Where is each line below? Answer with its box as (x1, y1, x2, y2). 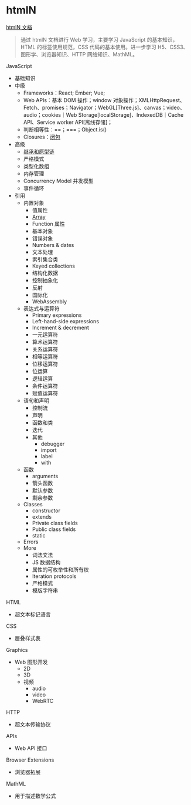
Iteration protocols (32, 573, 77, 580)
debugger (40, 440, 65, 447)
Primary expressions (32, 312, 82, 319)
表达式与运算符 (23, 305, 60, 312)
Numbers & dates (32, 241, 74, 248)
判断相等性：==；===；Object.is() (23, 126, 107, 133)
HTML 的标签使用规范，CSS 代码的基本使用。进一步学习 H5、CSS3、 (20, 43, 189, 50)
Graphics (6, 646, 28, 653)
